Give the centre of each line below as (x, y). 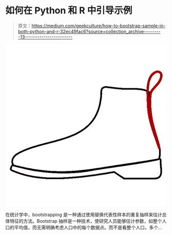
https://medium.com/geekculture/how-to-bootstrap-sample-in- (99, 26)
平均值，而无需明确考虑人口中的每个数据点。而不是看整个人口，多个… (88, 227)
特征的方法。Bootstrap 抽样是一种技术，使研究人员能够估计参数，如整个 (86, 221)
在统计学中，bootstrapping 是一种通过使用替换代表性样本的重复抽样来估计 (84, 214)
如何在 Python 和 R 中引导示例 (69, 11)
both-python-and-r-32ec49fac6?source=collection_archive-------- (89, 31)
